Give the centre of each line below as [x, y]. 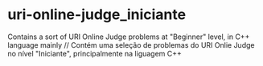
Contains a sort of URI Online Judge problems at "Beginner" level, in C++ [129, 37]
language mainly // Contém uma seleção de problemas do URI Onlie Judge [131, 45]
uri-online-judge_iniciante [97, 15]
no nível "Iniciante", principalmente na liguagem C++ [95, 53]
